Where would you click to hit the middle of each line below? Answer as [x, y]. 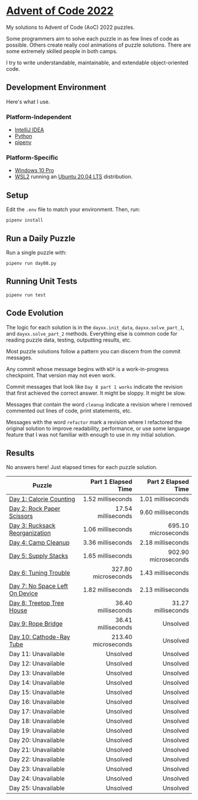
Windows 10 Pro [34, 171]
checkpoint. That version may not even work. [61, 375]
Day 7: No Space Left [39, 586]
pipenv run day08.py [32, 263]
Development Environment [56, 88]
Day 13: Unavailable [37, 673]
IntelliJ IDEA [29, 130]
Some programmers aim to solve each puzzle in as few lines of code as [93, 38]
